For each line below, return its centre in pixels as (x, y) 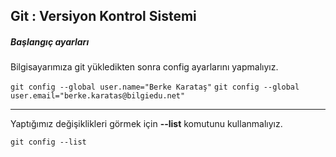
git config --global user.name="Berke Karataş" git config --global (155, 87)
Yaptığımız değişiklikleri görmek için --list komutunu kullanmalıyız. (146, 124)
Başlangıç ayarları (50, 41)
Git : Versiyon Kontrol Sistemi (103, 16)
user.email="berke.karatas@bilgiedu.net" (98, 96)
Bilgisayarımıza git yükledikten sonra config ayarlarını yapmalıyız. (144, 67)
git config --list (48, 142)
